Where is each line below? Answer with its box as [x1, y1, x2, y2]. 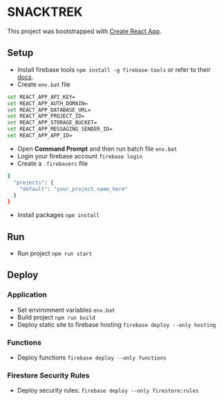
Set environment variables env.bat [17, 306, 115, 314]
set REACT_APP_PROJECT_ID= [7, 113, 85, 120]
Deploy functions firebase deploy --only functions [17, 353, 167, 362]
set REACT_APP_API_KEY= [7, 93, 76, 100]
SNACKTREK [7, 4, 83, 20]
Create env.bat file [17, 80, 70, 88]
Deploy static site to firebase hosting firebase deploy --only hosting [17, 320, 216, 328]
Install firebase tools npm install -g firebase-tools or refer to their [17, 65, 211, 73]
